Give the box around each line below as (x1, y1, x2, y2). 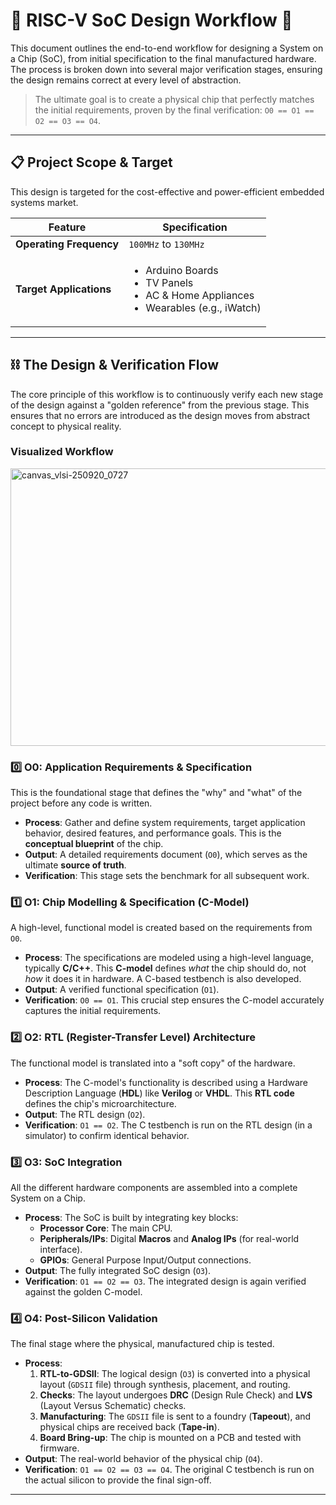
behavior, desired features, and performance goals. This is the (24, 827, 282, 839)
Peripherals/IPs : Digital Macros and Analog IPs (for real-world (39, 1233, 300, 1245)
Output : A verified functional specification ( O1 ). (24, 984, 220, 996)
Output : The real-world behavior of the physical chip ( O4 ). (24, 1453, 263, 1465)
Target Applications (15, 282, 112, 296)
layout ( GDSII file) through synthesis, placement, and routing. (39, 1379, 291, 1391)
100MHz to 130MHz (128, 237, 205, 251)
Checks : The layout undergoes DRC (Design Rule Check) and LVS (39, 1389, 313, 1401)
